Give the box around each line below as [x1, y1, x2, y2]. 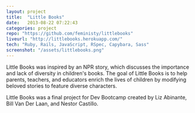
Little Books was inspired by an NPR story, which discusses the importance [6, 63, 190, 70]
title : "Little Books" [6, 14, 65, 20]
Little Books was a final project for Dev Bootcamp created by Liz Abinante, [6, 93, 187, 101]
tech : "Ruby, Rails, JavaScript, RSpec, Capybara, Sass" [6, 42, 149, 48]
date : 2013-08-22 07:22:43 [6, 20, 78, 25]
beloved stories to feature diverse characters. [6, 82, 117, 89]
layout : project [6, 8, 46, 15]
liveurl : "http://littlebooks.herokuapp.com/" [6, 36, 123, 42]
